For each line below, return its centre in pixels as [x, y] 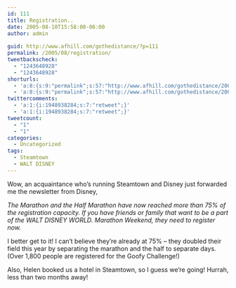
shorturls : [23, 79]
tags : [15, 151]
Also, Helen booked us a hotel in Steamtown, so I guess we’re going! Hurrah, [118, 269]
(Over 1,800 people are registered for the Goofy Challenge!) [94, 256]
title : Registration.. [40, 20]
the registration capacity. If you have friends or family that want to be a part [118, 212]
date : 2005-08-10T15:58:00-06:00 [56, 27]
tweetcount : [25, 118]
